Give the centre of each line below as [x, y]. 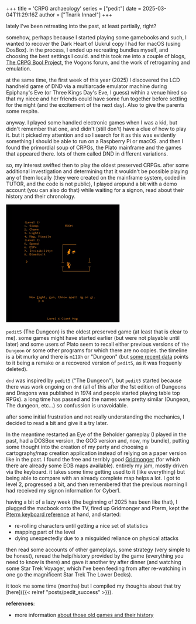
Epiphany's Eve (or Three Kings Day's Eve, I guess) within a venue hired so [97, 92]
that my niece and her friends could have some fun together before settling [97, 99]
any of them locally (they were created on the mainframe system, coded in [96, 178]
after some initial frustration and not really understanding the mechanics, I [95, 417]
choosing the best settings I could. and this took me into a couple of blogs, [96, 56]
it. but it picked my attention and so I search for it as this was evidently [91, 135]
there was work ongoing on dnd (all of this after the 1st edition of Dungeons [96, 387]
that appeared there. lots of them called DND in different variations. [87, 154]
